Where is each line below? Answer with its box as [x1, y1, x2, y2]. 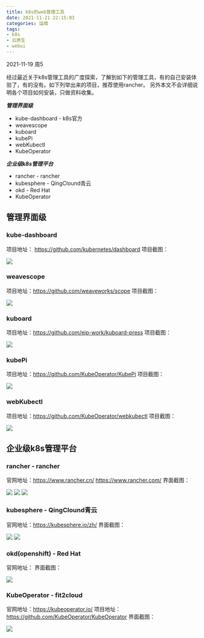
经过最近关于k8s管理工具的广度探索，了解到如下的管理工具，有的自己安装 [6, 73, 192, 81]
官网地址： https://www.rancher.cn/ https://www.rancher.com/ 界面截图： [6, 477, 190, 484]
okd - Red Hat [15, 186, 51, 194]
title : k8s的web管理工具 [6, 9, 65, 15]
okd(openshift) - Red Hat [6, 549, 81, 557]
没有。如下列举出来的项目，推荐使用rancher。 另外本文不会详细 [32, 81, 193, 89]
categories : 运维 [6, 20, 49, 26]
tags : [6, 26, 20, 32]
